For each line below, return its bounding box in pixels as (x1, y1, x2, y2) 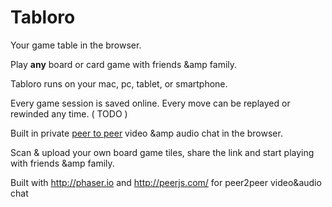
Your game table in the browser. (10, 39, 142, 51)
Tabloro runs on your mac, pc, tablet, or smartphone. (10, 77, 228, 90)
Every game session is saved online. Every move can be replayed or (10, 97, 291, 109)
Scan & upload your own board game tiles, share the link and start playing (10, 146, 315, 158)
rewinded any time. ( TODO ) (10, 107, 128, 120)
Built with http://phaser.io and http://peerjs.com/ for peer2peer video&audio (10, 176, 322, 188)
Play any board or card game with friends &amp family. (10, 58, 238, 70)
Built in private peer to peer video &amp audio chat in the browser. (10, 127, 283, 139)
